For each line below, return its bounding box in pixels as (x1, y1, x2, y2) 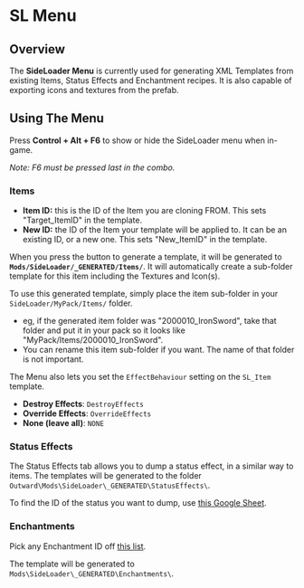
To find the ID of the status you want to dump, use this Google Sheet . (9, 498, 267, 508)
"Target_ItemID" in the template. (22, 214, 143, 226)
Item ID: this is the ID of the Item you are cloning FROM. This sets (22, 205, 267, 216)
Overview (9, 42, 66, 57)
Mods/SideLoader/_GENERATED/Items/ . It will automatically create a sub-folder (9, 261, 293, 272)
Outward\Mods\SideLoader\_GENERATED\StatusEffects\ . (9, 480, 211, 491)
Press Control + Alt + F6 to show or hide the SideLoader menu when (9, 135, 265, 146)
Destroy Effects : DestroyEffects (22, 399, 145, 410)
